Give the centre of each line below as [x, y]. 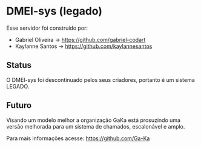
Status [19, 65]
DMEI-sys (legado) [54, 11]
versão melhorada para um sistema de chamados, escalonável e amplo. [96, 126]
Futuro [19, 105]
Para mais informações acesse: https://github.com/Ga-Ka [78, 138]
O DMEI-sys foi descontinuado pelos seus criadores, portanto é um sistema [100, 79]
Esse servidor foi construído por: [47, 28]
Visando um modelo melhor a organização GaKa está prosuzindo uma [93, 120]
